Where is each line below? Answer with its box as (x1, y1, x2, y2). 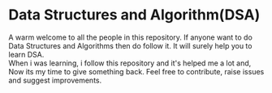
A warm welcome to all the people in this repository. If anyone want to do (8, 32, 253, 42)
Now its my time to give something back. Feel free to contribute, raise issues (8, 66, 265, 76)
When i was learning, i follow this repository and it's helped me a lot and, (8, 58, 252, 68)
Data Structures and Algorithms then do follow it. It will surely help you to (8, 40, 253, 50)
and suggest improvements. (8, 75, 102, 85)
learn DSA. (8, 49, 45, 59)
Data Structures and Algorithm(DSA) (8, 6, 261, 24)
